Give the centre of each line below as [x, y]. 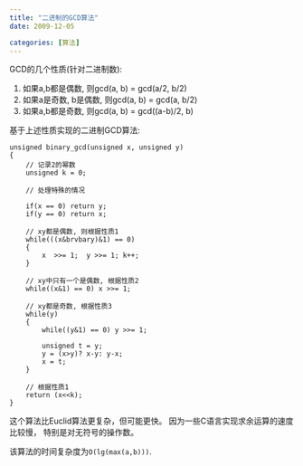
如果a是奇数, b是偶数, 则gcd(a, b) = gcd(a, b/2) [110, 100]
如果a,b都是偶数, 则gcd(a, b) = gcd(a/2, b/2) [104, 89]
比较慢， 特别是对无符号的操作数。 [74, 433]
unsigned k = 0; [57, 173]
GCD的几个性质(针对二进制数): [66, 70]
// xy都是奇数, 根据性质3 [69, 307]
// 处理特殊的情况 [56, 191]
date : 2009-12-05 [42, 26]
